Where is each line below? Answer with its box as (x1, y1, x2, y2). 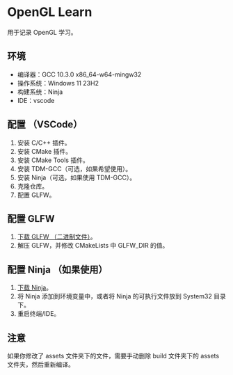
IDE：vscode (17, 96, 55, 104)
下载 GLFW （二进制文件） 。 (17, 232, 97, 241)
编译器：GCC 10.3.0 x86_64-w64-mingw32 (17, 70, 142, 79)
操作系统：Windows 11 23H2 (17, 79, 99, 87)
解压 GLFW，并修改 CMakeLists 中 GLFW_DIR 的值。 (17, 241, 169, 250)
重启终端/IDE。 (17, 310, 61, 318)
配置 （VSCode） (7, 119, 83, 131)
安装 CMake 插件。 (17, 147, 72, 155)
